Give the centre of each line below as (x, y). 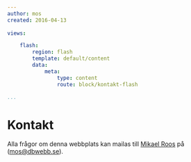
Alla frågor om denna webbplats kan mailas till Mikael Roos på (96, 144)
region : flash (52, 52)
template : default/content (71, 59)
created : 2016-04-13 (37, 20)
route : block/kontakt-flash (97, 84)
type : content (77, 78)
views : (17, 33)
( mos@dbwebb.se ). (35, 152)
